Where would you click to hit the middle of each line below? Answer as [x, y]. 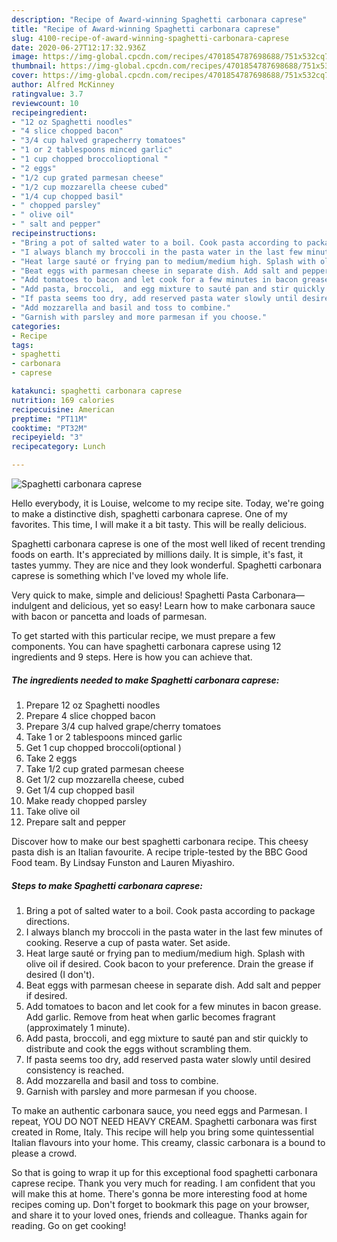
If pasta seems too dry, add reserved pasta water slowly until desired [168, 1059]
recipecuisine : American [63, 409]
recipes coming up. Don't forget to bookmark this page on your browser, [160, 1204]
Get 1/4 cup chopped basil [80, 790]
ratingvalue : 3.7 [47, 94]
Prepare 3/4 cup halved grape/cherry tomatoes [123, 726]
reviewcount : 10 [45, 103]
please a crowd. [44, 1153]
